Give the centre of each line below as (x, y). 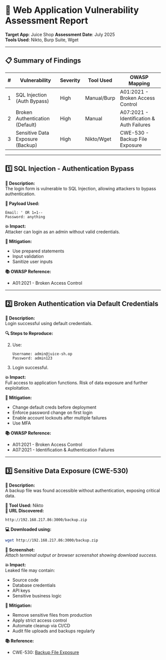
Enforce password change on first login (52, 412)
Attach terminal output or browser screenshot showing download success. (81, 555)
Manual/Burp (100, 98)
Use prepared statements (38, 251)
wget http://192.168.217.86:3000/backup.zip (52, 540)
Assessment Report (47, 21)
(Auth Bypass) (32, 101)
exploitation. (18, 388)
